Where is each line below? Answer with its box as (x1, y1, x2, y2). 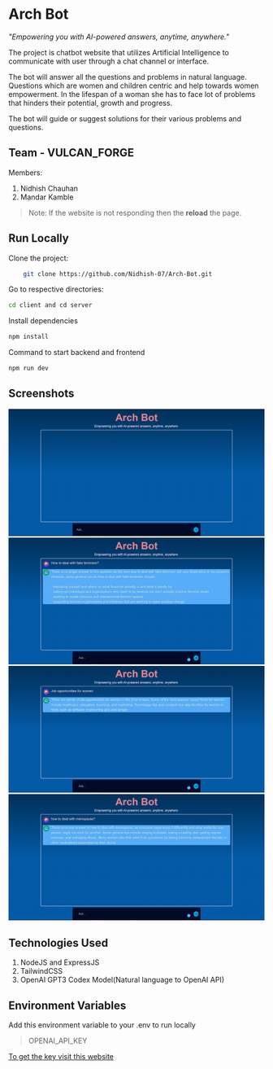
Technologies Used (8, 935, 108, 949)
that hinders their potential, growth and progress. (8, 98, 173, 107)
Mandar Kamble (19, 192, 74, 202)
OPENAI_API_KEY (28, 1036, 88, 1046)
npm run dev (8, 364, 49, 373)
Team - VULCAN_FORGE (8, 146, 135, 160)
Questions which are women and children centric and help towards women (8, 81, 259, 90)
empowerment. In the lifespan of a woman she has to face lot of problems (8, 89, 256, 99)
